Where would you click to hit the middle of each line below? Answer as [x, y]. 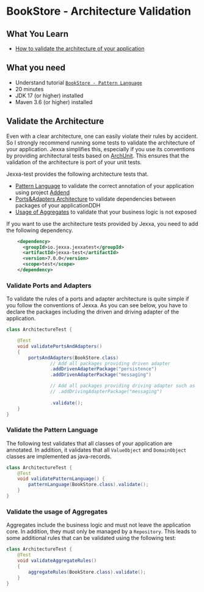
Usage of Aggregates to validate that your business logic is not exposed [106, 212]
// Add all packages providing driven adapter [110, 363]
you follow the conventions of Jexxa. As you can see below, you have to [97, 305]
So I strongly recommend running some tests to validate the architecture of [101, 143]
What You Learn [38, 34]
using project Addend [42, 192]
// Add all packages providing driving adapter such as [122, 386]
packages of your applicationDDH [58, 205]
